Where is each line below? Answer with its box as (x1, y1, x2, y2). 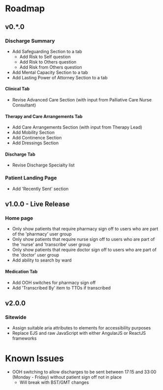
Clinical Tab (5, 86, 30, 92)
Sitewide (5, 314, 27, 321)
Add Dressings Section (12, 140, 59, 146)
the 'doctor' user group (12, 252, 59, 258)
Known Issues (5, 353, 64, 364)
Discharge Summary (5, 37, 55, 44)
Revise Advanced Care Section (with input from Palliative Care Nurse (12, 97, 152, 103)
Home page (5, 215, 33, 222)
